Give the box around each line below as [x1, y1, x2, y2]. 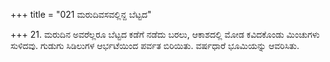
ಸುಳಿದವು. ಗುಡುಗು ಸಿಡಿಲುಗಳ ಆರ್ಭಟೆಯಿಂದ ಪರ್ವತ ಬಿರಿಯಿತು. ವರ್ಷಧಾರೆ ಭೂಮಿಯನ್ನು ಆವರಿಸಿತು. [10, 40, 300, 51]
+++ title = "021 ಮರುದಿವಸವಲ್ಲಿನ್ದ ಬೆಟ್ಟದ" [10, 9, 152, 20]
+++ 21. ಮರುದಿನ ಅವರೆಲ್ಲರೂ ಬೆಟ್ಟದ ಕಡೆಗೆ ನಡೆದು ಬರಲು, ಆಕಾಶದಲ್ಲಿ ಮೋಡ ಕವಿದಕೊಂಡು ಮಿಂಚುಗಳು [10, 29, 320, 40]
